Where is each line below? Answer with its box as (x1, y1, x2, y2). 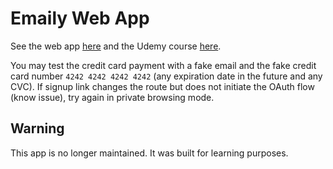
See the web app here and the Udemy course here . (10, 40, 222, 52)
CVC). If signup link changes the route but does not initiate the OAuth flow (10, 80, 315, 92)
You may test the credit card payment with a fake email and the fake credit (10, 59, 317, 71)
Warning (10, 120, 65, 137)
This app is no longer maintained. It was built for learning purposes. (10, 147, 289, 159)
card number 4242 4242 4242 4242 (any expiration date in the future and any (10, 70, 323, 82)
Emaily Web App (10, 7, 150, 30)
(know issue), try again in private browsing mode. (10, 91, 215, 103)
